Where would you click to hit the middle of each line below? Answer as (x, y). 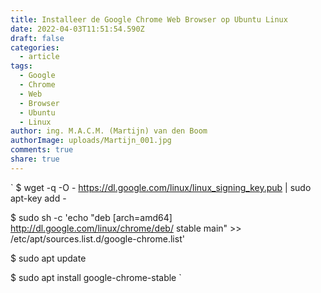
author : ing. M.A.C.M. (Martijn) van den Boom (109, 131)
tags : (21, 66)
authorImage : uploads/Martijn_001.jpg (91, 141)
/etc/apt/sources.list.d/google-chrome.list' (97, 238)
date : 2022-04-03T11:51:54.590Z (77, 29)
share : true (35, 159)
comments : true (42, 150)
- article (39, 57)
